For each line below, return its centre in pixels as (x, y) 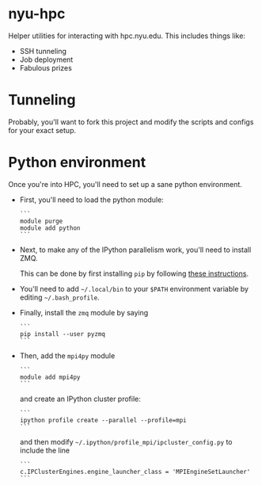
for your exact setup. (42, 130)
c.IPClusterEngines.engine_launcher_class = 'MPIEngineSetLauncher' (135, 472)
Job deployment (46, 59)
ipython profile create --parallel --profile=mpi (103, 420)
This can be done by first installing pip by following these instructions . (134, 273)
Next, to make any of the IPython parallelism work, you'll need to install (135, 250)
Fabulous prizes (46, 67)
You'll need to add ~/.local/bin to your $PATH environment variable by (134, 288)
